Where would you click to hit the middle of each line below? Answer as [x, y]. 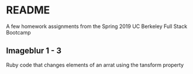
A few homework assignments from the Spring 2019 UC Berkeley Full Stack [97, 26]
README [28, 10]
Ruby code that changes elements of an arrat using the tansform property [95, 65]
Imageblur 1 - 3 [34, 51]
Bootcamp [18, 32]
